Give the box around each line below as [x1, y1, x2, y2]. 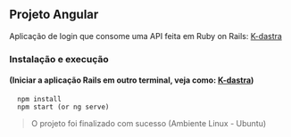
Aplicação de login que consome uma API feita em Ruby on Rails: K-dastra [9, 30, 283, 41]
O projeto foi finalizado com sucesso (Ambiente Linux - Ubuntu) [30, 117, 267, 128]
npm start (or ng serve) [17, 102, 110, 111]
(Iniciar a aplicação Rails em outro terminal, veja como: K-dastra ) [9, 75, 254, 85]
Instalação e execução [9, 52, 109, 65]
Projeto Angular [9, 7, 99, 22]
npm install [17, 94, 62, 103]
